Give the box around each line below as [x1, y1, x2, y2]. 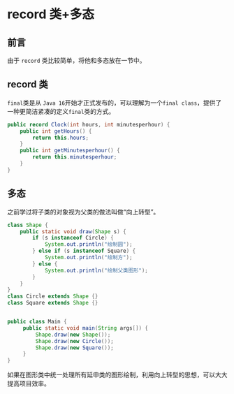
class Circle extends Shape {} [7, 293, 98, 300]
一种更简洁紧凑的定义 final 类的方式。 [7, 107, 115, 115]
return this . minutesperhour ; [32, 154, 117, 161]
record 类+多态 [7, 6, 95, 22]
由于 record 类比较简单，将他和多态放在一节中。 [7, 57, 146, 64]
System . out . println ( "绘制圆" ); [44, 241, 133, 248]
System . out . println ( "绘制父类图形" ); [44, 267, 148, 274]
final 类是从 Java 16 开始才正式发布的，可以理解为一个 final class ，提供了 [7, 98, 222, 107]
